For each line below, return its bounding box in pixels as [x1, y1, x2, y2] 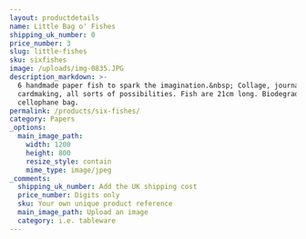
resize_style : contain [25, 156, 112, 166]
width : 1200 [25, 140, 71, 149]
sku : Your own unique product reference [17, 199, 173, 209]
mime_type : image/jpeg [25, 165, 112, 174]
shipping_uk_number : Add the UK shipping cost [17, 183, 198, 192]
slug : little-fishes [9, 47, 88, 56]
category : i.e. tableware [17, 215, 117, 225]
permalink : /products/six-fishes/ [9, 106, 141, 115]
